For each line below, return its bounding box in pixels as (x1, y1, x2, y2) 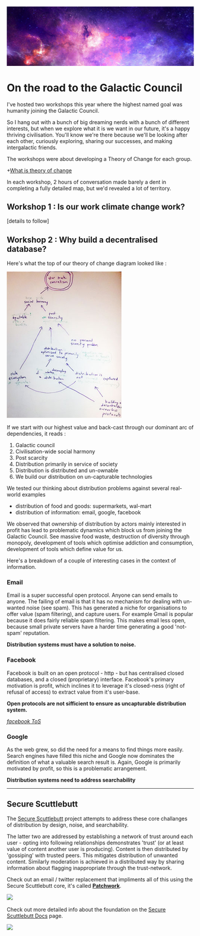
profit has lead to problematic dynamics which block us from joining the (7, 527, 182, 534)
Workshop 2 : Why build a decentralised (7, 235, 158, 245)
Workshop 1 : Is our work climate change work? (7, 201, 185, 211)
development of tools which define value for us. (7, 546, 123, 553)
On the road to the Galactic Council (7, 81, 183, 94)
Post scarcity (15, 454, 48, 461)
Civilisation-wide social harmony (15, 448, 96, 455)
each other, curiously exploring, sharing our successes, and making (7, 137, 173, 144)
